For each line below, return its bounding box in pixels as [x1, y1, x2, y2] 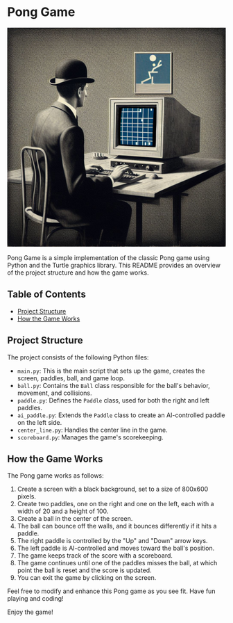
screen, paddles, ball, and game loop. [17, 373, 125, 382]
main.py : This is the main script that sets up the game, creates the [17, 366, 205, 375]
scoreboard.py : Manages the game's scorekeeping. [17, 432, 164, 442]
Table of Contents [7, 289, 87, 300]
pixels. [17, 492, 37, 501]
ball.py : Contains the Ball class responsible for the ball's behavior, [17, 381, 210, 389]
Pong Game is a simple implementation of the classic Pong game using [7, 253, 210, 261]
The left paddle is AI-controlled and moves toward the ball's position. [17, 544, 215, 553]
